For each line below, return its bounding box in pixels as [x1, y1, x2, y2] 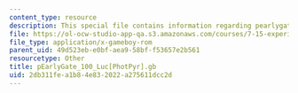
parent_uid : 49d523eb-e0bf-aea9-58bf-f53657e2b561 [9, 46, 200, 55]
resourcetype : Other [9, 54, 86, 63]
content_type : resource [9, 12, 98, 22]
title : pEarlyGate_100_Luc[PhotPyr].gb [9, 63, 157, 72]
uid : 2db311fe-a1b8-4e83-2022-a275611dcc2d [9, 71, 173, 80]
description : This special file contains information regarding [9, 21, 252, 30]
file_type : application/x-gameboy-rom [9, 37, 153, 47]
